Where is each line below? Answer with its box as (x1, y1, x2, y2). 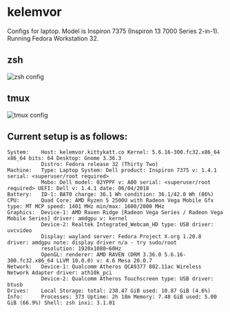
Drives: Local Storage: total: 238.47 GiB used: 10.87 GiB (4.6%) (7, 287, 211, 295)
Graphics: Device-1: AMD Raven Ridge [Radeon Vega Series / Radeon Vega (7, 209, 224, 216)
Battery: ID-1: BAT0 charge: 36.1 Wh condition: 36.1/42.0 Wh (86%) (7, 191, 214, 198)
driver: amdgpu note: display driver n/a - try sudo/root (7, 239, 177, 247)
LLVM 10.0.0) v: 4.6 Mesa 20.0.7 (56, 258, 153, 264)
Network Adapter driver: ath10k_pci (7, 269, 112, 276)
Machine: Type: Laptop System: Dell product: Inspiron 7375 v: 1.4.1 (7, 167, 217, 174)
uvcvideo (7, 227, 32, 234)
